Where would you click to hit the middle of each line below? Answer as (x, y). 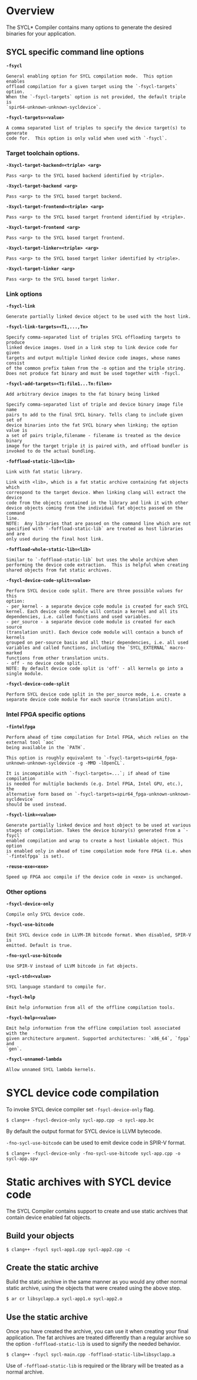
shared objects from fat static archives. (59, 570)
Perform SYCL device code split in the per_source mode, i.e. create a (96, 694)
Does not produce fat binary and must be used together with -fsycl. (93, 374)
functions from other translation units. (58, 658)
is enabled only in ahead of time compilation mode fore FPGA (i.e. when (99, 851)
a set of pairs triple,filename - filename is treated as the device (93, 436)
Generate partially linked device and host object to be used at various (99, 825)
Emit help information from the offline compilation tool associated (93, 1028)
